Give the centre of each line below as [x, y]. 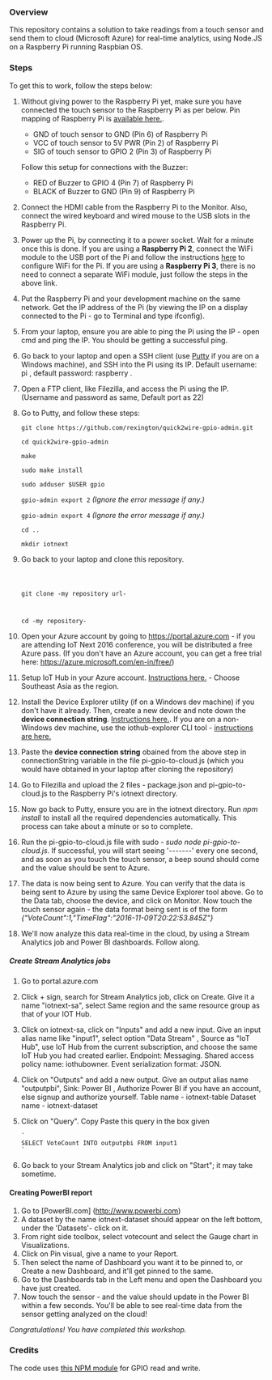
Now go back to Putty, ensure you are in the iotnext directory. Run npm [139, 809]
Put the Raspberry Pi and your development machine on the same [131, 299]
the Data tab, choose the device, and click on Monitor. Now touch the [136, 901]
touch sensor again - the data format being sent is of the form [124, 910]
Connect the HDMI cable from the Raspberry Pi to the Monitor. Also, [134, 207]
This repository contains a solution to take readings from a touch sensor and [136, 30]
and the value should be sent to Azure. [85, 868]
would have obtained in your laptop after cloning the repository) [127, 769]
